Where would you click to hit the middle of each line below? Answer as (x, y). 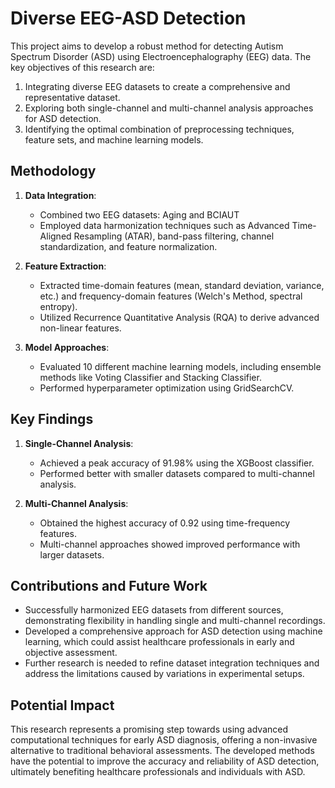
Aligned (55, 236)
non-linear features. (80, 328)
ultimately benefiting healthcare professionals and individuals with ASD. (158, 772)
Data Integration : (60, 195)
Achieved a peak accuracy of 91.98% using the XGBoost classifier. (177, 463)
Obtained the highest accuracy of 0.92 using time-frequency (165, 523)
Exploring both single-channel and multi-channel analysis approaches (169, 108)
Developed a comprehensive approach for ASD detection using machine (173, 631)
